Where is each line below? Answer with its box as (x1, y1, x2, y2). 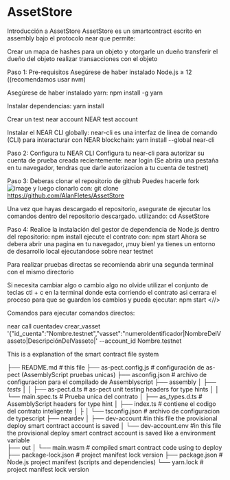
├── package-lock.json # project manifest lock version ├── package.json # (7, 451, 223, 459)
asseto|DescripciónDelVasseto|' (7, 337, 98, 345)
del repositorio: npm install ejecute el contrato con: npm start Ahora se (7, 232, 207, 241)
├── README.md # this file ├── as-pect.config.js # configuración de (7, 363, 205, 371)
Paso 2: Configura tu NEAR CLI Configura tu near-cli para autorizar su (7, 149, 205, 157)
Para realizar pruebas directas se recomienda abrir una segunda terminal (7, 260, 214, 268)
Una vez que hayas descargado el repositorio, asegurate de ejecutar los (7, 204, 211, 213)
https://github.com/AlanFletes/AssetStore (7, 191, 125, 200)
